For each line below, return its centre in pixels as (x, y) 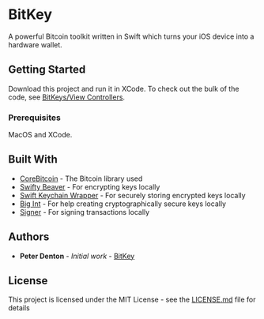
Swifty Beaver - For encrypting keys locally (90, 186)
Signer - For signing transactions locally (85, 212)
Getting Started (47, 70)
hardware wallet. (36, 44)
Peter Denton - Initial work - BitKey (77, 256)
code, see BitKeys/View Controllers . (66, 97)
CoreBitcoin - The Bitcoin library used (81, 178)
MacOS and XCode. (40, 135)
